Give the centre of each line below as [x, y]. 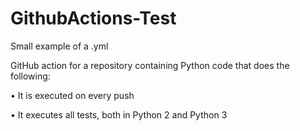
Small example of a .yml [59, 46]
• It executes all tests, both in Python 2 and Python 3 [119, 114]
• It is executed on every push [72, 95]
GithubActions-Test [93, 18]
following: [30, 76]
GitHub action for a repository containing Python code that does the [150, 65]
